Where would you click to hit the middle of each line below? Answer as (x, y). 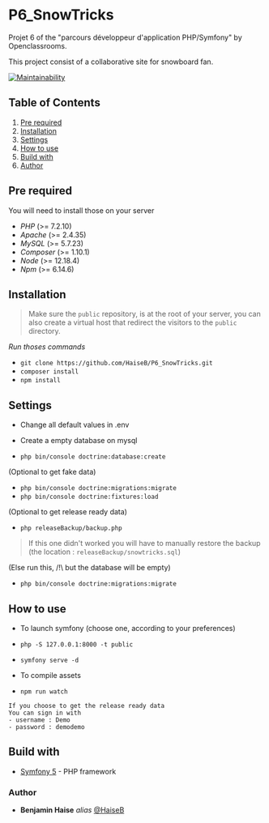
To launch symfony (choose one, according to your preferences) (128, 628)
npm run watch (44, 692)
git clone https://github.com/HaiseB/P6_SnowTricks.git (116, 363)
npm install (40, 381)
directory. (44, 331)
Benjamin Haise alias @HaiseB (72, 810)
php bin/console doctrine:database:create (93, 457)
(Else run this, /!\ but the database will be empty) (90, 568)
